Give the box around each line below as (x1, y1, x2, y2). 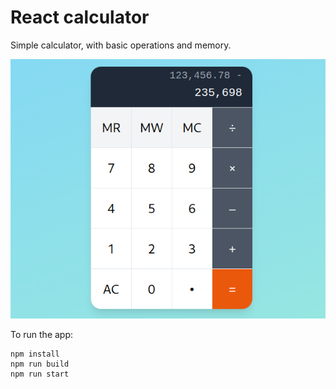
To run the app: (10, 329, 74, 341)
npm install (10, 349, 60, 360)
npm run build (10, 359, 70, 370)
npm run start (10, 369, 70, 380)
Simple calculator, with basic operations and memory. (10, 39, 232, 51)
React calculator (10, 6, 150, 29)
